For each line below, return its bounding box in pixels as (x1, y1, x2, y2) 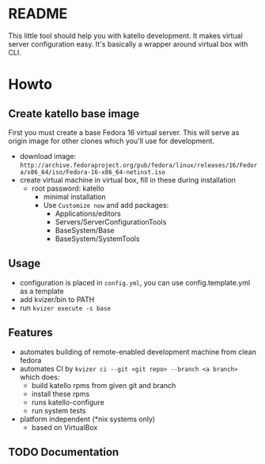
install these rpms (31, 389, 90, 398)
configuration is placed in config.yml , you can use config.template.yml (19, 277, 251, 287)
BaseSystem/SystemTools (55, 234, 140, 243)
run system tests (31, 406, 86, 415)
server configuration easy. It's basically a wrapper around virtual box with (8, 39, 248, 48)
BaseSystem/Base (55, 225, 115, 235)
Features (8, 326, 53, 340)
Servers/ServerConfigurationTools (55, 217, 167, 226)
